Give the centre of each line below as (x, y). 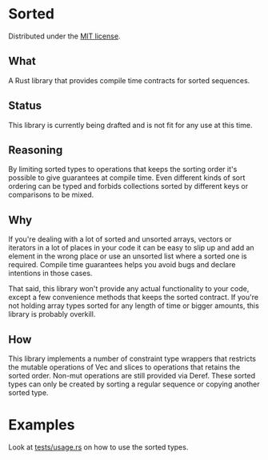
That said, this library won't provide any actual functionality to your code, (129, 289)
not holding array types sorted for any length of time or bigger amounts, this (134, 306)
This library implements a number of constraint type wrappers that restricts (132, 358)
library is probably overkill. (52, 314)
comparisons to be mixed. (51, 195)
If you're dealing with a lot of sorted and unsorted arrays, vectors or (120, 239)
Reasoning (36, 150)
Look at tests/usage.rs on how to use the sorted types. (98, 447)
